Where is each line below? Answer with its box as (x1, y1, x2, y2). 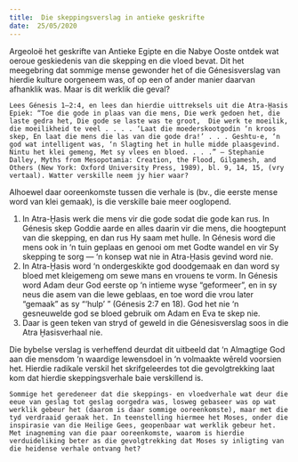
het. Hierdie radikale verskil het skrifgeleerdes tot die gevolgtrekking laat (9, 362, 276, 374)
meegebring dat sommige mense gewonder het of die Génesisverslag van (9, 64, 281, 76)
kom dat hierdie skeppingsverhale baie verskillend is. (9, 372, 204, 383)
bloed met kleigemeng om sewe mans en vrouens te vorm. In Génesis (21, 270, 278, 280)
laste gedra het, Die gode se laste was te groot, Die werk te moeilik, (9, 117, 289, 126)
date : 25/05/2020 (9, 21, 77, 30)
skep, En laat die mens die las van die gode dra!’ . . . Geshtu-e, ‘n (9, 132, 280, 141)
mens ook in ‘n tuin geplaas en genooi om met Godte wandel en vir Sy (21, 241, 279, 252)
